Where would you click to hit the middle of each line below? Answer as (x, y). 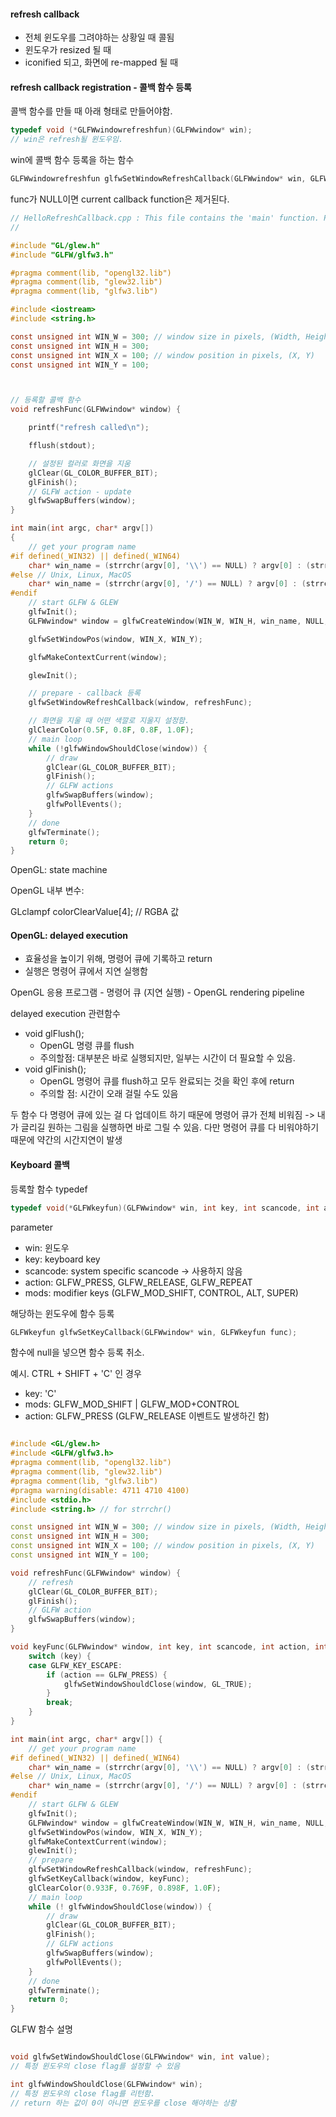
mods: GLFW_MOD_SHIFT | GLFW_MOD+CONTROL (132, 1404)
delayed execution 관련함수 (65, 1014)
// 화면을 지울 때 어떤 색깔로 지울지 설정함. (109, 721)
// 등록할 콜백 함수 (46, 400)
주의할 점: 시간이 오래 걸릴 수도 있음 (109, 1094)
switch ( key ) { (60, 1656)
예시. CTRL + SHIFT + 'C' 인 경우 (76, 1374)
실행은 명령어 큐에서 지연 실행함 (86, 971)
